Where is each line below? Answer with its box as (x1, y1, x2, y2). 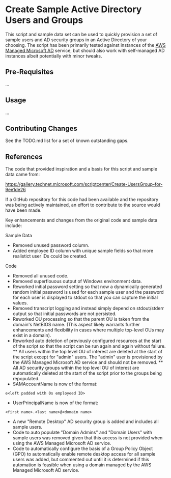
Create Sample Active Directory (5, 4, 142, 15)
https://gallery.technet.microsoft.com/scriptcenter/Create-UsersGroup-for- (5, 181, 163, 187)
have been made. (5, 207, 42, 213)
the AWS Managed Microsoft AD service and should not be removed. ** (12, 359, 163, 365)
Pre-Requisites (5, 68, 54, 76)
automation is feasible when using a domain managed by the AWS (12, 462, 152, 468)
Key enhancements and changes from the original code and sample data (5, 217, 158, 223)
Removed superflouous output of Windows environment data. (12, 278, 142, 285)
